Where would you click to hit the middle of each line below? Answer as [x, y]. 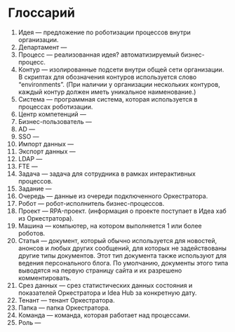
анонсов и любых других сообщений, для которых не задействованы [122, 248]
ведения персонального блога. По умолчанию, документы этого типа [123, 263]
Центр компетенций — [52, 114]
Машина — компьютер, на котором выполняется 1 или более [110, 226]
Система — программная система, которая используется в [108, 99]
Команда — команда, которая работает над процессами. [104, 315]
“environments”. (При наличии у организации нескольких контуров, [119, 84]
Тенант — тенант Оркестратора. [66, 300]
